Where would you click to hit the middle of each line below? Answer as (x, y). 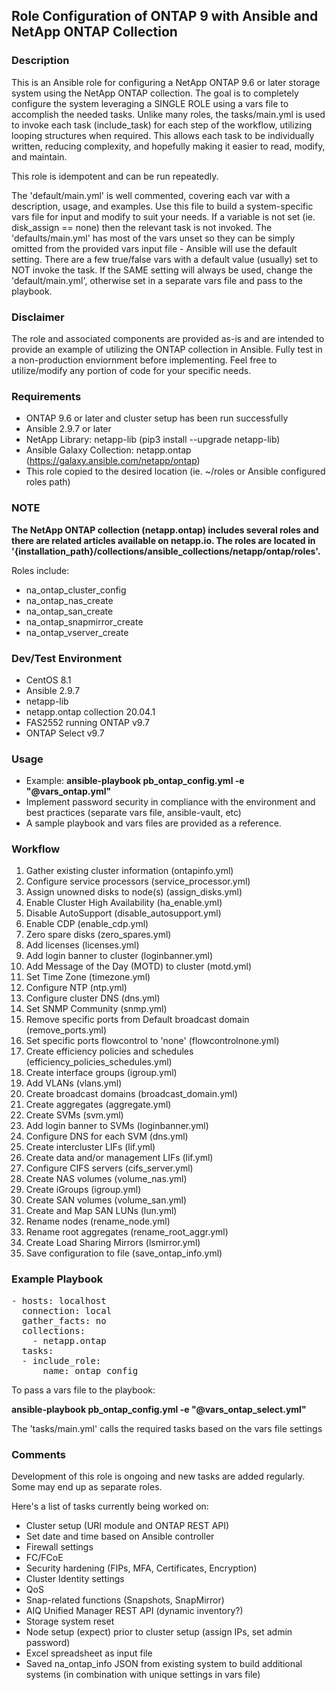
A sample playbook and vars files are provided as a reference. (153, 823)
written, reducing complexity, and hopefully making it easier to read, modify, (168, 146)
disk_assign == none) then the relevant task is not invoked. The (142, 227)
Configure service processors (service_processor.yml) (138, 881)
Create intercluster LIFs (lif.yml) (90, 1147)
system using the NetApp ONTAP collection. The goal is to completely (155, 93)
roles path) (48, 482)
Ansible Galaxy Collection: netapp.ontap (108, 450)
